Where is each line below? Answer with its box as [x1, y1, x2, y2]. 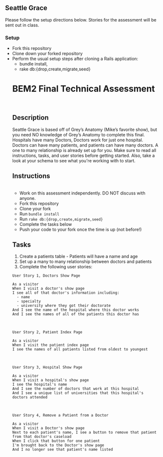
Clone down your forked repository [12, 51, 83, 57]
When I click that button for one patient [12, 438, 100, 444]
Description [12, 113, 49, 122]
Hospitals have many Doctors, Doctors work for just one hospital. [12, 137, 143, 143]
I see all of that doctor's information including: [12, 290, 120, 295]
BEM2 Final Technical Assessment [12, 83, 155, 94]
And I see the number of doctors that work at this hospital [12, 386, 140, 392]
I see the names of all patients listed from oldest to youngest [12, 347, 148, 352]
